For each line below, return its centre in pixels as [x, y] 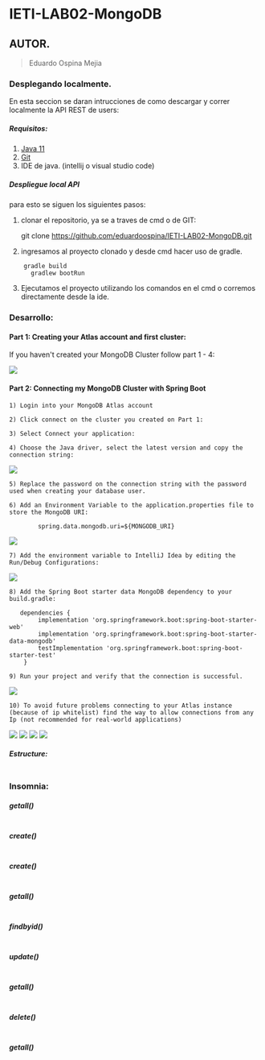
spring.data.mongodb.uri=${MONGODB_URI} [106, 526]
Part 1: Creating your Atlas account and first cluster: [98, 337]
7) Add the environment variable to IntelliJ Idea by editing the [122, 555]
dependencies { [45, 613]
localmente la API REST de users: [64, 110]
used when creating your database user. [78, 491]
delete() [22, 1017]
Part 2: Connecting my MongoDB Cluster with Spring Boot [108, 388]
